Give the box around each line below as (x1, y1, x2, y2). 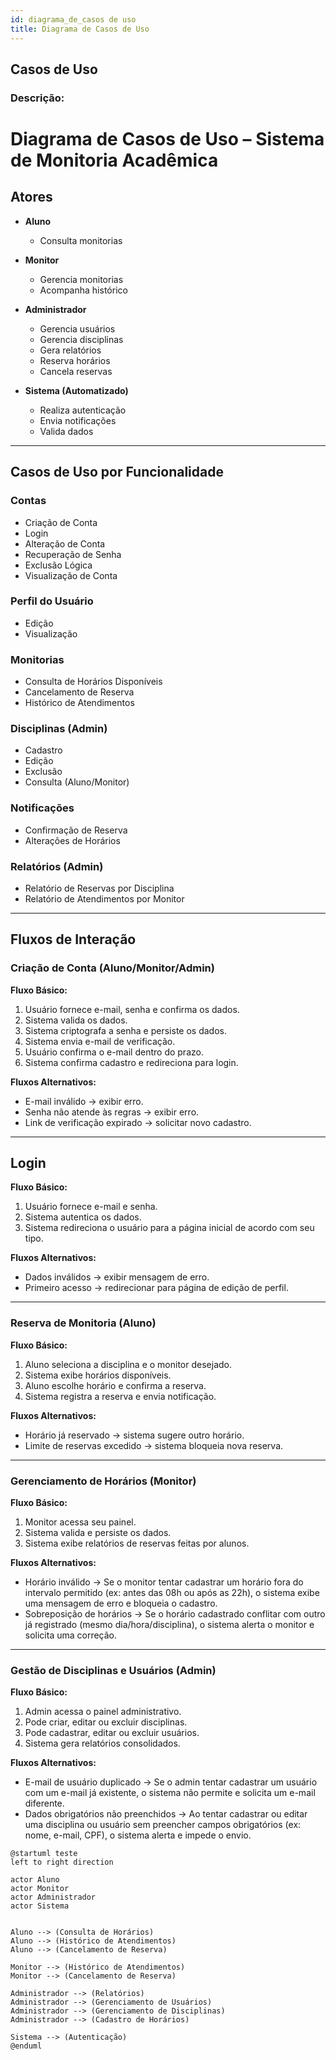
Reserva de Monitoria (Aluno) (10, 1316, 157, 1330)
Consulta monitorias (39, 234, 123, 246)
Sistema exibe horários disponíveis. (24, 1369, 172, 1381)
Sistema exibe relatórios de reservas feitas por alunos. (24, 1537, 250, 1550)
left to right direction (10, 1857, 114, 1868)
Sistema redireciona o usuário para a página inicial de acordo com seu (24, 1222, 315, 1234)
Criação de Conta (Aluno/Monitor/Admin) (10, 961, 215, 975)
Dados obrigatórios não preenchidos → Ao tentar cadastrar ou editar (24, 1808, 308, 1820)
